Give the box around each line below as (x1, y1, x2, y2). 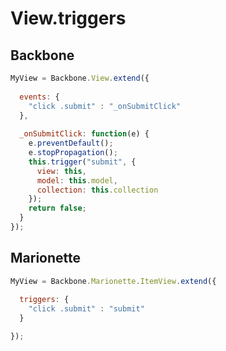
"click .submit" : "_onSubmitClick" (28, 101, 182, 111)
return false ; (28, 203, 87, 214)
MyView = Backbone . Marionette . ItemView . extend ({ (10, 276, 217, 286)
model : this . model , (36, 175, 118, 186)
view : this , (36, 166, 87, 176)
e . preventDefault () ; (28, 138, 114, 149)
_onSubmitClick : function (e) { (19, 129, 150, 139)
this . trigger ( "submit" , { (28, 157, 137, 167)
